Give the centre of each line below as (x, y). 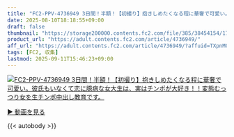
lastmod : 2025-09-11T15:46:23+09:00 (60, 59)
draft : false (26, 26)
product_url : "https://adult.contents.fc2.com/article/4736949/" (104, 40)
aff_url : (20, 46)
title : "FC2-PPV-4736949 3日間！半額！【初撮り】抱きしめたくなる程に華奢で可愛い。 (119, 14)
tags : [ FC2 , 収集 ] (33, 53)
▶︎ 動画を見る (26, 111)
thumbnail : (23, 33)
